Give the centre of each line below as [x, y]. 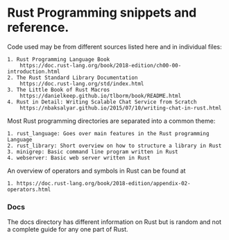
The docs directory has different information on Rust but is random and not [114, 222]
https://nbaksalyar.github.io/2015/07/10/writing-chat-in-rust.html [121, 108]
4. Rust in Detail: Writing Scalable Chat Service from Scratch [102, 102]
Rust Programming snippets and [102, 13]
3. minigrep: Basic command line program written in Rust [93, 152]
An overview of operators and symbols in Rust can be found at [96, 171]
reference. [38, 27]
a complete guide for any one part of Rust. [68, 230]
